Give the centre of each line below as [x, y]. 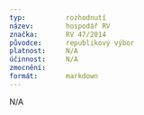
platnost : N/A [44, 51]
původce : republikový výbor [72, 43]
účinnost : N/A [44, 59]
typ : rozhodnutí [58, 18]
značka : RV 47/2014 [58, 34]
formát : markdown [54, 76]
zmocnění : [28, 68]
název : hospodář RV [60, 26]
